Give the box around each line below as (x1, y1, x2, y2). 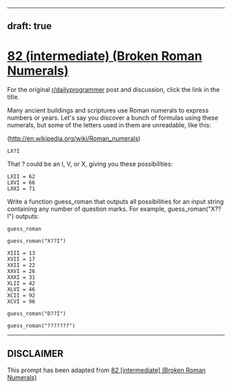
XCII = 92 (7, 292, 36, 299)
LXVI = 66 (7, 179, 36, 187)
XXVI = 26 (7, 268, 36, 275)
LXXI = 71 (7, 185, 36, 192)
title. (7, 93, 20, 101)
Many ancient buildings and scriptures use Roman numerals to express (7, 107, 209, 115)
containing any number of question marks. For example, (7, 205, 166, 213)
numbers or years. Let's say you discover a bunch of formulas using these (7, 113, 219, 122)
